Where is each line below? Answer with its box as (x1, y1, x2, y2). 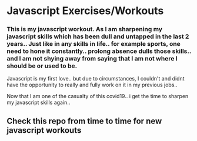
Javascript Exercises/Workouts (6, 4, 164, 18)
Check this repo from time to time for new (6, 116, 162, 126)
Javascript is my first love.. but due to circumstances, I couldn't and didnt (6, 75, 185, 82)
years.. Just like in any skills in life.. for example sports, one (6, 40, 181, 48)
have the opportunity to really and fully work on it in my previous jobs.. (6, 81, 178, 89)
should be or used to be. (6, 62, 78, 70)
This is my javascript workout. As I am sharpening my (6, 25, 163, 33)
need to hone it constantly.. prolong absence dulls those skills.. (6, 47, 192, 55)
